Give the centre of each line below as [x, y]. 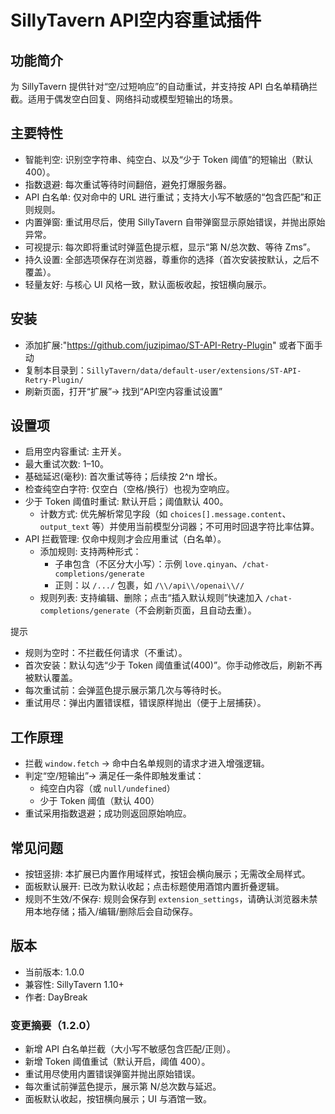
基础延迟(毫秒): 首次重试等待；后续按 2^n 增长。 [123, 477]
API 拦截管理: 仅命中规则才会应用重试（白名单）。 [125, 539]
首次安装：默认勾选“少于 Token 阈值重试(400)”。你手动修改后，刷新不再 [173, 665]
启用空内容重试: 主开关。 [75, 452]
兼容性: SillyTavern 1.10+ [74, 984]
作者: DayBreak [56, 997]
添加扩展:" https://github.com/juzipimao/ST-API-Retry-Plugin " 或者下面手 [173, 345]
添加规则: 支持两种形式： [90, 552]
